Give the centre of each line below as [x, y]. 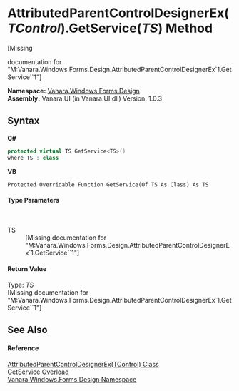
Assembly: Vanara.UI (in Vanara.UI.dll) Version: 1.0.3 [85, 98]
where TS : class [33, 158]
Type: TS [21, 285]
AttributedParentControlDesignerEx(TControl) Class [83, 364]
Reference [23, 348]
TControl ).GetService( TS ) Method [110, 28]
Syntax [24, 121]
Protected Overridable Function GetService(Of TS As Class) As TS [108, 184]
